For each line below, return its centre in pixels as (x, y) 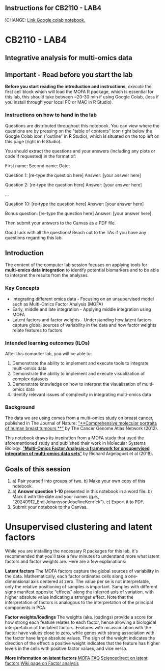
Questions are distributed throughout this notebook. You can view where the (82, 125)
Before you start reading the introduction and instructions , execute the (78, 87)
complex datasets (30, 379)
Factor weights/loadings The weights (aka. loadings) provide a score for (79, 617)
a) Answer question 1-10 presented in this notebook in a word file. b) (82, 491)
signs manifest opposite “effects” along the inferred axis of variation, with (79, 592)
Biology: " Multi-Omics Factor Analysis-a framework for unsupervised (77, 448)
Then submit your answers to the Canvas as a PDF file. (61, 223)
